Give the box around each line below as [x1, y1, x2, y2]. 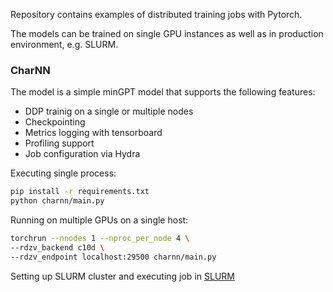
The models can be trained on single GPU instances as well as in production [10, 28, 324, 39]
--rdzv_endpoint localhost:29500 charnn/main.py [10, 252, 217, 262]
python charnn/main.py [10, 196, 105, 206]
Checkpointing [24, 116, 86, 128]
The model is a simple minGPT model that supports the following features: [10, 86, 316, 98]
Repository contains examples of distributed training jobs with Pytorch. [10, 9, 303, 20]
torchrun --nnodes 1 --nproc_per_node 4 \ [10, 234, 190, 244]
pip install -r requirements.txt [10, 187, 150, 197]
